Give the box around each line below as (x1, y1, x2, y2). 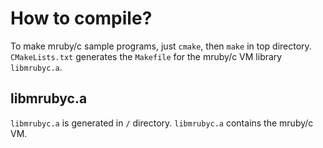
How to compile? (10, 7, 153, 30)
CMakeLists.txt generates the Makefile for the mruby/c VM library (10, 50, 283, 62)
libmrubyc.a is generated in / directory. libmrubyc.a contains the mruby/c (10, 117, 314, 129)
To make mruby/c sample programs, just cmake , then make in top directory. (10, 40, 312, 52)
